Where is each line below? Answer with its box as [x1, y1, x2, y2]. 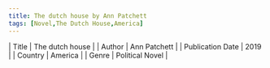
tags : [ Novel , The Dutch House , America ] [8, 19, 144, 28]
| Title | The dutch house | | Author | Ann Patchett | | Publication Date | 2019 [8, 41, 262, 51]
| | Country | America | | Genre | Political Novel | [8, 50, 168, 60]
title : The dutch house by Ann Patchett [8, 11, 148, 20]
